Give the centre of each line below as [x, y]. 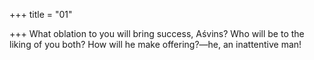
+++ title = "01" [41, 14]
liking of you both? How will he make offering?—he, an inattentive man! [155, 44]
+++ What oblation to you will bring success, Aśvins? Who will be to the [157, 33]
